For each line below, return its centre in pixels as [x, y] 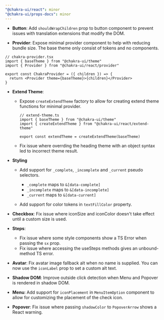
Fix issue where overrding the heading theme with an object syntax [87, 146]
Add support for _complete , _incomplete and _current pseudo [81, 170]
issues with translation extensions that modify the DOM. [69, 33]
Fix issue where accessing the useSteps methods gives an [79, 248]
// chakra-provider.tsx [29, 57]
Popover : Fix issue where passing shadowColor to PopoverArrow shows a [84, 307]
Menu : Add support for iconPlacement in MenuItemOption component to [83, 292]
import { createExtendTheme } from [56, 124]
